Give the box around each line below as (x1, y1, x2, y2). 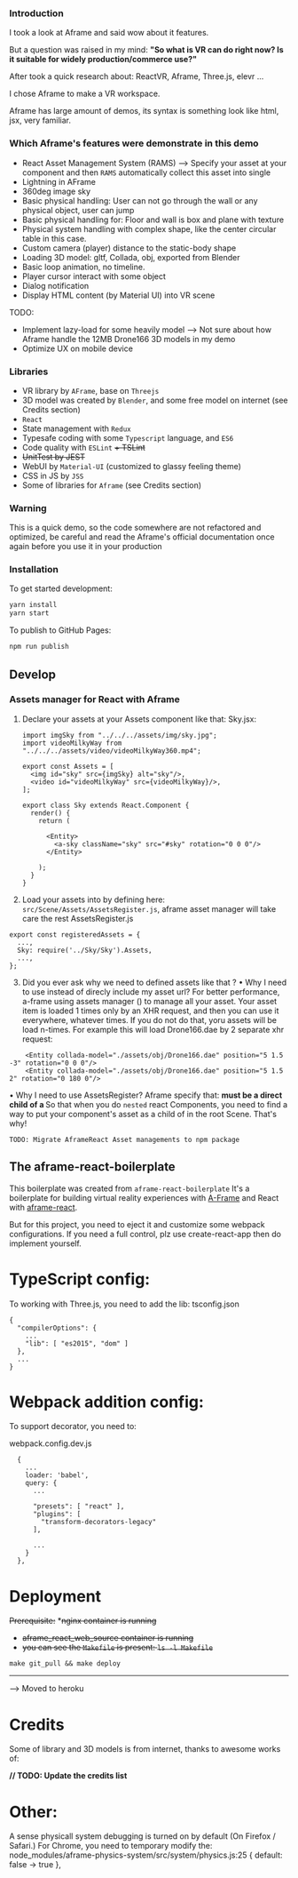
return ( (38, 816, 71, 825)
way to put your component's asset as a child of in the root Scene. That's (9, 1108, 278, 1119)
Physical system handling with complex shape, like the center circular (21, 223, 277, 234)
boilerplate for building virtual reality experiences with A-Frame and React (9, 1192, 279, 1203)
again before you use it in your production (9, 541, 162, 552)
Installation (9, 563, 59, 576)
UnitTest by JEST (21, 452, 86, 462)
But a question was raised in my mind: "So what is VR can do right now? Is (9, 44, 284, 55)
